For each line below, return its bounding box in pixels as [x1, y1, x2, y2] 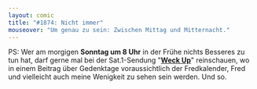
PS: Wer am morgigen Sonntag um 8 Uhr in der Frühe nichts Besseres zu [8, 48, 245, 57]
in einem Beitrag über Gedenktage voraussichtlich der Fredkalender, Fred [8, 64, 246, 73]
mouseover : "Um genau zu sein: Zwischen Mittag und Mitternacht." [8, 26, 230, 34]
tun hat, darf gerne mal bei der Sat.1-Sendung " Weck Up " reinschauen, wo [8, 55, 250, 65]
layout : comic [8, 11, 55, 20]
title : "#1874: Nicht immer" [8, 19, 104, 27]
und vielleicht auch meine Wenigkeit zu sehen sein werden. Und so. [8, 72, 227, 82]
